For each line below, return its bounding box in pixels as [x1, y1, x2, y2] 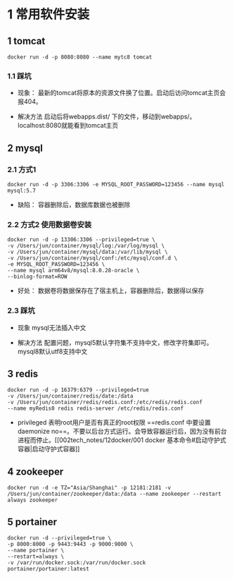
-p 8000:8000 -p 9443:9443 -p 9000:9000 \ [7, 541, 134, 548]
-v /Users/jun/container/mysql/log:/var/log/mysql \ [7, 243, 165, 250]
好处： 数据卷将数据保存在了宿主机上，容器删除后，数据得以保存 [17, 286, 204, 295]
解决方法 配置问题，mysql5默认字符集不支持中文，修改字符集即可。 [17, 338, 213, 346]
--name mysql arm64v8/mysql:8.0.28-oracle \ [7, 267, 140, 274]
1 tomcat [7, 35, 46, 47]
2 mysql [7, 142, 44, 154]
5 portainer [7, 516, 58, 528]
